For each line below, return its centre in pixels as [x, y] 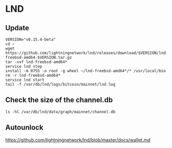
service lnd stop [24, 67]
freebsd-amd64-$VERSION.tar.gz [39, 57]
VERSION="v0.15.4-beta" [31, 39]
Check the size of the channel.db [59, 100]
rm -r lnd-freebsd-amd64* [33, 75]
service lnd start [25, 80]
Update [17, 28]
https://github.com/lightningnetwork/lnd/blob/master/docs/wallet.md [78, 140]
